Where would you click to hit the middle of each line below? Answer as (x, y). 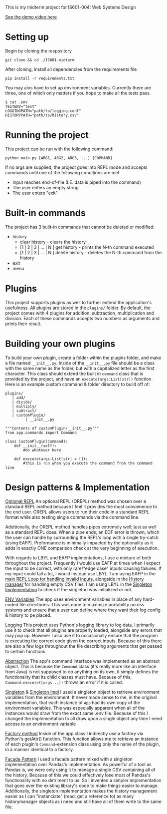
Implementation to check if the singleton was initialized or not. (69, 589)
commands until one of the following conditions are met (62, 172)
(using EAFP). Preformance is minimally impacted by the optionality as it (79, 543)
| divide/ (22, 402)
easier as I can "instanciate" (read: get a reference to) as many (70, 796)
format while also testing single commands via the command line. (72, 517)
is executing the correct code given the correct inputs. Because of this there (83, 641)
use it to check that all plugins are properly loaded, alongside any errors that (83, 630)
